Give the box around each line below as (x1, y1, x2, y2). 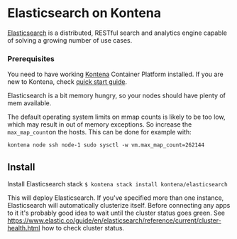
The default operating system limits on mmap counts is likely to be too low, (7, 112, 226, 122)
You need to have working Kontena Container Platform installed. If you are (7, 70, 224, 79)
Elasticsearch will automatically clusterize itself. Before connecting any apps (7, 201, 231, 210)
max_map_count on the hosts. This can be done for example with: (7, 128, 192, 137)
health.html (7, 224, 40, 233)
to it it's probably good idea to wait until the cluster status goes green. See (7, 208, 226, 218)
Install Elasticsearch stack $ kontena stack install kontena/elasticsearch (7, 180, 228, 188)
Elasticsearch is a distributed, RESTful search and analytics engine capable (7, 28, 227, 37)
